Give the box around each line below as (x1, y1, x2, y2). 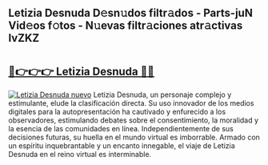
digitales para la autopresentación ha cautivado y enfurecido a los (8, 107, 226, 116)
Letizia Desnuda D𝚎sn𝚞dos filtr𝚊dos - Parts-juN (8, 6, 254, 20)
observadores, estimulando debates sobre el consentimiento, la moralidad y (8, 115, 258, 125)
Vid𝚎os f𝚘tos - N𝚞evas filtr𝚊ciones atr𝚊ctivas (8, 19, 243, 33)
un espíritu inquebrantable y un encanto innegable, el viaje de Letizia (8, 141, 236, 151)
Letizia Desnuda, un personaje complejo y (93, 90, 232, 99)
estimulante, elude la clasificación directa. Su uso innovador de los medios (8, 99, 254, 107)
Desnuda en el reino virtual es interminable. (8, 150, 152, 159)
